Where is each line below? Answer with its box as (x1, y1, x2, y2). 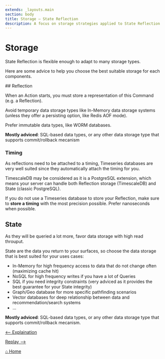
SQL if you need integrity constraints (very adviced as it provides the (12, 279, 153, 284)
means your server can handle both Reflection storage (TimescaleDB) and (5, 181, 157, 187)
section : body (5, 12, 35, 17)
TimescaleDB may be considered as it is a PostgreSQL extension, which (5, 175, 152, 181)
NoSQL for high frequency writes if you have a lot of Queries (12, 274, 136, 279)
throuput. (5, 239, 24, 244)
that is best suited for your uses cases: (5, 253, 84, 259)
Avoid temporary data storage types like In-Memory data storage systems (5, 107, 156, 114)
